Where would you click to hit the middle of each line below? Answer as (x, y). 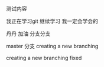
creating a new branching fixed (44, 58)
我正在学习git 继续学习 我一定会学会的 (52, 21)
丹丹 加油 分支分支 (28, 33)
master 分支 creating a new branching (52, 46)
